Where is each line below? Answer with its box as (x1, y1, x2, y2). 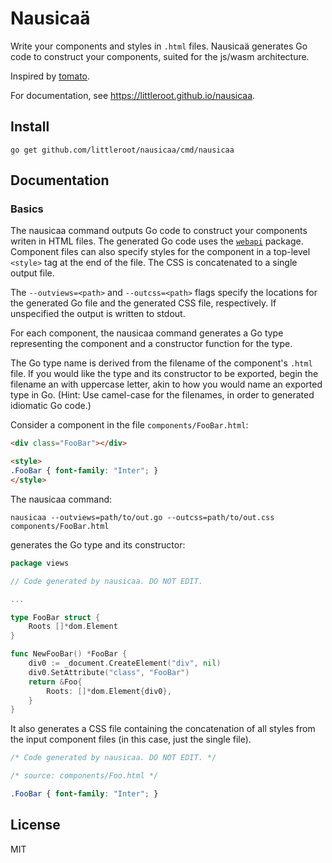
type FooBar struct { (10, 612, 101, 622)
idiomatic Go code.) (10, 400, 92, 412)
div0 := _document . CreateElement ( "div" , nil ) (28, 658, 222, 669)
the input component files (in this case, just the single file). (10, 733, 252, 746)
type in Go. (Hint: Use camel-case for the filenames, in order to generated (10, 389, 315, 401)
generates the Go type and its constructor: (10, 538, 186, 551)
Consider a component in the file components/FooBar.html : (10, 419, 249, 431)
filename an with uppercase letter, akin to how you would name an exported (10, 378, 323, 391)
